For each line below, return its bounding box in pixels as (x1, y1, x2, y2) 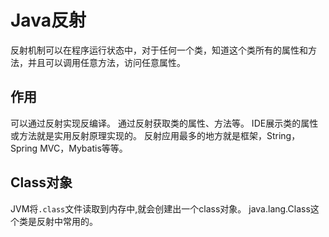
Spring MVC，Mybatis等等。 (10, 142, 128, 154)
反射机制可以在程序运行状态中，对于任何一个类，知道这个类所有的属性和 (10, 44, 308, 56)
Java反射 (10, 9, 87, 32)
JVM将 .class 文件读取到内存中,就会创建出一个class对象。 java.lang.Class (10, 202, 311, 215)
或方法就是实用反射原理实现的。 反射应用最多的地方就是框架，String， (10, 129, 301, 141)
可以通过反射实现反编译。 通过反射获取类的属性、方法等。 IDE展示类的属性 (10, 117, 319, 129)
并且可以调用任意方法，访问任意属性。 (27, 56, 186, 68)
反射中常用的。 (36, 215, 98, 227)
